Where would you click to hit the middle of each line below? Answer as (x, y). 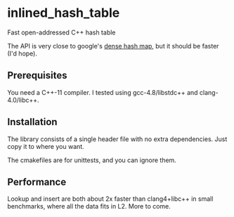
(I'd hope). (22, 53)
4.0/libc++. (24, 100)
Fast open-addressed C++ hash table (61, 32)
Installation (32, 122)
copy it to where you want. (46, 146)
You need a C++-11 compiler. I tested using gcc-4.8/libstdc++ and (103, 92)
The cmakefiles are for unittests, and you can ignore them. (92, 160)
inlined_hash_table (64, 13)
